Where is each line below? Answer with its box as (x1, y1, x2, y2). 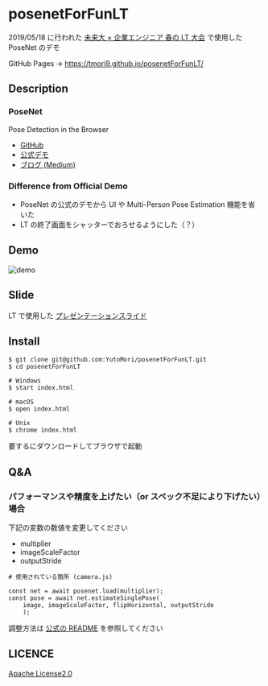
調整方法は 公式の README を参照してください (8, 623, 163, 633)
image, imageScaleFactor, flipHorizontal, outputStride (23, 601, 215, 610)
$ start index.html (8, 384, 74, 392)
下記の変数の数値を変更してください (8, 523, 129, 532)
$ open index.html (8, 405, 70, 413)
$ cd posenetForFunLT (8, 363, 81, 371)
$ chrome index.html (8, 426, 78, 435)
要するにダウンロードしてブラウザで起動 (8, 441, 142, 451)
